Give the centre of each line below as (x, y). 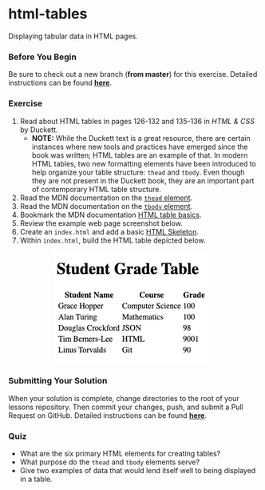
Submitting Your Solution (58, 381)
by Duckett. (39, 130)
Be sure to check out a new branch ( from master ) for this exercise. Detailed (133, 74)
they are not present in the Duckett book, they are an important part (143, 180)
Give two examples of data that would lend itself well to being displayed (138, 471)
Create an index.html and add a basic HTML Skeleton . (109, 231)
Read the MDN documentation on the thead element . (106, 198)
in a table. (36, 479)
